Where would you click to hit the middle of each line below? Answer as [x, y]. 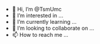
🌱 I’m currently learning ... [44, 22]
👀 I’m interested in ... [38, 15]
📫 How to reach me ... [40, 35]
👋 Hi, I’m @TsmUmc [37, 9]
